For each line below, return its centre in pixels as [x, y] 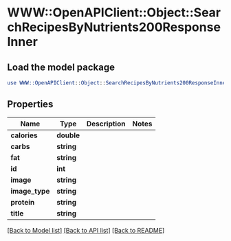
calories [24, 135]
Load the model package [61, 67]
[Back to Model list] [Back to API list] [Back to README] [86, 230]
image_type [30, 191]
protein [23, 202]
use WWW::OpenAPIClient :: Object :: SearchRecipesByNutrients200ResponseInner [118, 83]
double [68, 135]
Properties [30, 104]
